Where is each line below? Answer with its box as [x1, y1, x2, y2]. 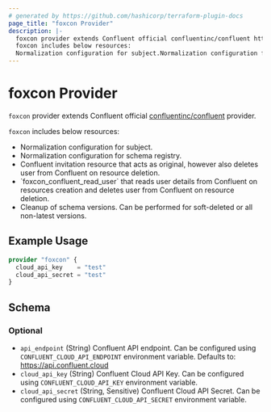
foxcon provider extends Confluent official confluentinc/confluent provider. [8, 111, 256, 120]
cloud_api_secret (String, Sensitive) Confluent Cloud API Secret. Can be [19, 385, 261, 396]
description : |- [8, 27, 63, 35]
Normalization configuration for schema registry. [19, 150, 182, 160]
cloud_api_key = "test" [15, 263, 106, 271]
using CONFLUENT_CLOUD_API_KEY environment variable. [19, 377, 198, 387]
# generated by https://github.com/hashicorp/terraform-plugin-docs [8, 11, 244, 20]
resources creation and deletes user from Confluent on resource [19, 185, 235, 195]
